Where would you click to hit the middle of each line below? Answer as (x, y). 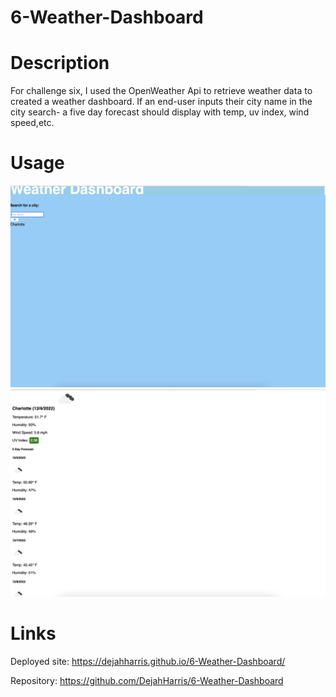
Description (60, 63)
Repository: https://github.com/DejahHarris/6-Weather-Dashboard (147, 681)
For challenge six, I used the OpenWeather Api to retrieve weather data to (161, 91)
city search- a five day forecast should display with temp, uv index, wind (160, 112)
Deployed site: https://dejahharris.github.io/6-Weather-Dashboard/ (148, 662)
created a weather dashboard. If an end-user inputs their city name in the (161, 102)
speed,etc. (32, 123)
